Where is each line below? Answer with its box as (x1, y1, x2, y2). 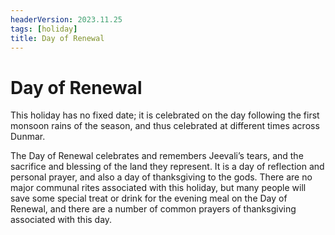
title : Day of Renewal (10, 33, 105, 43)
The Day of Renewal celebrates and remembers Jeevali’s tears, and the (10, 150, 304, 162)
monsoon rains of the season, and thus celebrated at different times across (10, 120, 320, 132)
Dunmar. (10, 131, 46, 143)
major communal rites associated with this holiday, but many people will (10, 182, 307, 194)
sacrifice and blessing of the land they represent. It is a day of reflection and (10, 161, 325, 173)
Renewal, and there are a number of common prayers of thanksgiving (10, 203, 297, 215)
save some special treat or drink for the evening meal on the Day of (10, 192, 288, 205)
